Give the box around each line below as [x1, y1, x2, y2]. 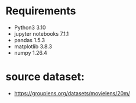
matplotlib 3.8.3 [14, 43, 53, 50]
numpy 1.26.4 [14, 49, 48, 56]
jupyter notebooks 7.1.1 [14, 30, 69, 37]
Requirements [5, 4, 76, 18]
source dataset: [5, 70, 85, 84]
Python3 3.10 [14, 24, 46, 31]
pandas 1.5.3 [14, 36, 46, 43]
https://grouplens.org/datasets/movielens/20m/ [14, 89, 131, 96]
